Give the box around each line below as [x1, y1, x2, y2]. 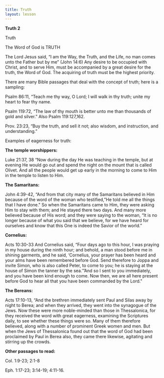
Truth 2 [5, 25, 21, 31]
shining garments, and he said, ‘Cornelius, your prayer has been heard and [5, 252, 156, 258]
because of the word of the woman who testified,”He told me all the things [5, 197, 155, 202]
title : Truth [5, 7, 32, 12]
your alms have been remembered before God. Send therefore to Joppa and [5, 257, 159, 263]
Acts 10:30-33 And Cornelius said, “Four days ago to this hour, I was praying [5, 241, 160, 248]
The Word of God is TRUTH [5, 44, 60, 50]
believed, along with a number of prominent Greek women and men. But [5, 323, 150, 329]
